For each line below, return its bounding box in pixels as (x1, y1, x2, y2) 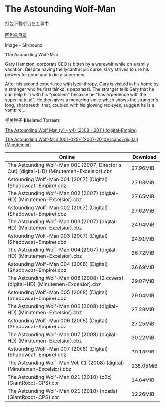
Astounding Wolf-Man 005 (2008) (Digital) (7, 289, 108, 296)
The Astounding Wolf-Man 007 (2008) (7, 331, 99, 338)
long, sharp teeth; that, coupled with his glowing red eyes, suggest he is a (5, 102, 155, 108)
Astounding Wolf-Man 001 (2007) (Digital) (7, 176, 108, 183)
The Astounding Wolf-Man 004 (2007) (7, 246, 99, 253)
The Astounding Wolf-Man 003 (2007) (7, 218, 99, 225)
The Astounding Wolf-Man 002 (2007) (7, 190, 99, 197)
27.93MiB (131, 179, 155, 186)
